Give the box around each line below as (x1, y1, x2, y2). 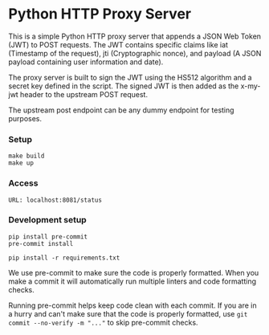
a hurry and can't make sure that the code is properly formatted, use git (8, 308, 248, 318)
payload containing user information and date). (8, 57, 164, 67)
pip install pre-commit (8, 232, 88, 241)
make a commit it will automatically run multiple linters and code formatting (8, 276, 257, 286)
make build (8, 152, 45, 161)
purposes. (8, 113, 43, 123)
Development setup (8, 214, 87, 226)
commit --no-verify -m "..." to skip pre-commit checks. (8, 317, 198, 327)
